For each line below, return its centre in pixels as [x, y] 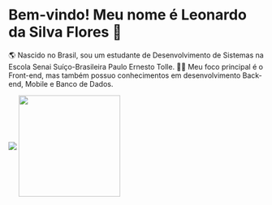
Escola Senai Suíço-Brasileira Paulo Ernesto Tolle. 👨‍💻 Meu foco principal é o [136, 66]
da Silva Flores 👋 [65, 32]
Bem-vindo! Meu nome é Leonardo [128, 15]
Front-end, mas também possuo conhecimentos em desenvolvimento [125, 75]
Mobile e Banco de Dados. [69, 83]
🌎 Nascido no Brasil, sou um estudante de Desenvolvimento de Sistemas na [136, 55]
